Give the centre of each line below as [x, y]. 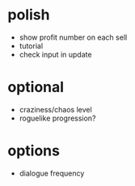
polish [29, 15]
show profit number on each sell [73, 37]
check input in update [55, 54]
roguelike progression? [57, 118]
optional [36, 87]
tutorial [31, 45]
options [34, 151]
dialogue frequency [52, 173]
